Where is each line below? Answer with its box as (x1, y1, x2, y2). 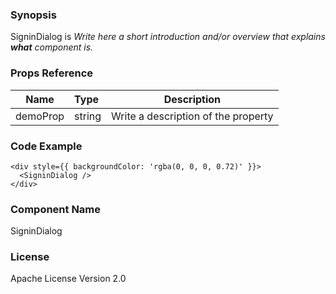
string (74, 109, 102, 123)
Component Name (10, 202, 102, 216)
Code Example (10, 139, 83, 153)
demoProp (15, 109, 65, 123)
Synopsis (10, 8, 57, 22)
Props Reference (10, 66, 94, 80)
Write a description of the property (111, 109, 274, 123)
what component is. (10, 41, 94, 53)
